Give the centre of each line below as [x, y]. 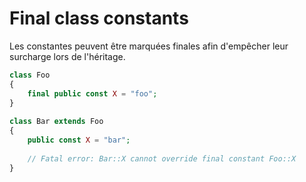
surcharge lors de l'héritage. [67, 56]
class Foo [30, 75]
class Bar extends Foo [56, 122]
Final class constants [99, 18]
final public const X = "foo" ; [92, 93]
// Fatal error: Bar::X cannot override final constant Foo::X [162, 158]
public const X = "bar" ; [79, 140]
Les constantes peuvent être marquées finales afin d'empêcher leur [149, 46]
